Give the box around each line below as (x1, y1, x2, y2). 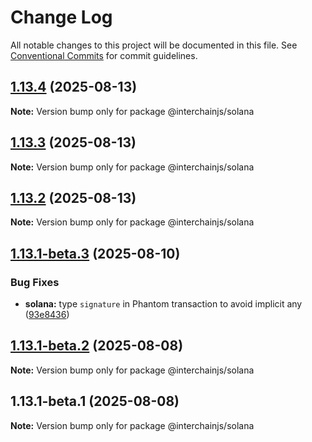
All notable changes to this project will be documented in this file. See (10, 39, 298, 51)
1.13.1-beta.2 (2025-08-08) (10, 337, 184, 355)
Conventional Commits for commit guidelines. (10, 49, 198, 61)
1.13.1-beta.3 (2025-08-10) (10, 245, 181, 262)
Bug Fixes (10, 275, 60, 289)
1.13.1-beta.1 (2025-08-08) (10, 393, 180, 410)
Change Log (10, 6, 113, 29)
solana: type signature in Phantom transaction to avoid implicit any (24, 298, 303, 310)
